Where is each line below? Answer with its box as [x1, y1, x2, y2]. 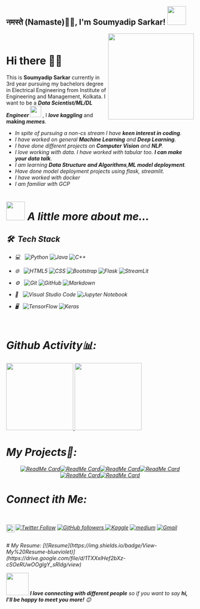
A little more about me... [27, 210, 150, 223]
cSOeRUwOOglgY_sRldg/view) [6, 561, 82, 568]
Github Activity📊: [6, 338, 97, 352]
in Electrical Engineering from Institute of [6, 86, 107, 93]
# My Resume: [6, 541, 42, 549]
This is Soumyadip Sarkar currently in [6, 74, 100, 81]
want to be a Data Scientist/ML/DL [6, 99, 93, 106]
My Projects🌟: [6, 445, 77, 459]
